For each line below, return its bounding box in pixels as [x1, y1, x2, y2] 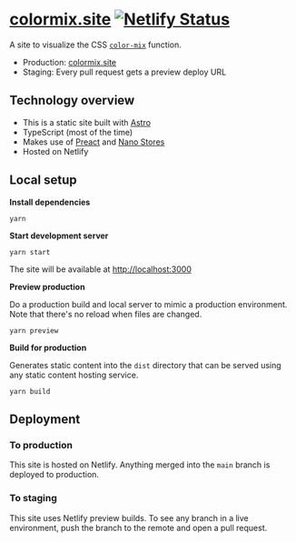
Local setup [9, 173, 77, 188]
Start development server [9, 230, 109, 241]
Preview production [9, 281, 85, 292]
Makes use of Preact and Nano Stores [22, 136, 165, 147]
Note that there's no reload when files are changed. [9, 308, 202, 319]
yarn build [9, 386, 51, 396]
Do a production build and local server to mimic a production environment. [9, 298, 288, 309]
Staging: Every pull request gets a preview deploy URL [22, 66, 227, 77]
